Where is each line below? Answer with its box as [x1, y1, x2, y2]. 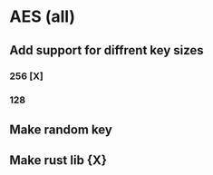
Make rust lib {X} [9, 152, 107, 169]
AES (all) [9, 6, 75, 27]
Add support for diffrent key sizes [9, 43, 204, 58]
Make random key [9, 122, 113, 137]
